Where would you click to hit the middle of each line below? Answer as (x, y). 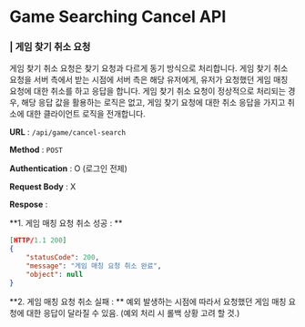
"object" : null (55, 274)
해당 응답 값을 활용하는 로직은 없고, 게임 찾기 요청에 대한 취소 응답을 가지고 (153, 103)
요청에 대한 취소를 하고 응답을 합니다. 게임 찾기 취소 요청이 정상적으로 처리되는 (148, 91)
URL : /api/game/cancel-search (67, 132)
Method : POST (36, 150)
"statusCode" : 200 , (63, 258)
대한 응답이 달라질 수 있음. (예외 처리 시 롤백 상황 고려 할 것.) (133, 312)
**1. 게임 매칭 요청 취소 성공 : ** (66, 223)
